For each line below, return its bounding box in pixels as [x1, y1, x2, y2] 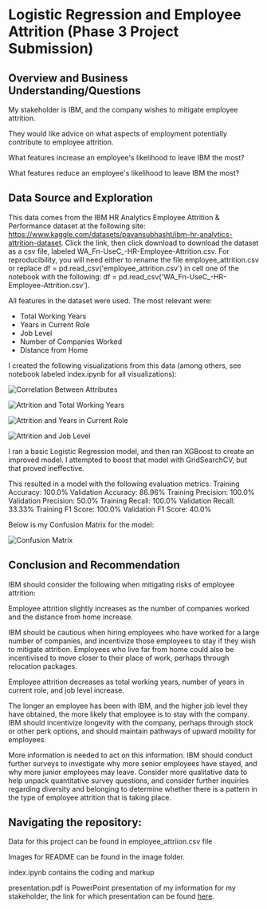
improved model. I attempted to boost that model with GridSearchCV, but [8, 455, 247, 464]
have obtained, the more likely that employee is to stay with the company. [8, 709, 249, 719]
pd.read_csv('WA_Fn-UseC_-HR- [118, 271, 227, 281]
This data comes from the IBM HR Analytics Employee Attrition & [8, 212, 220, 222]
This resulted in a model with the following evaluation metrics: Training [8, 479, 241, 488]
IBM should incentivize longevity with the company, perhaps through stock [8, 717, 253, 727]
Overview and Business [8, 71, 129, 85]
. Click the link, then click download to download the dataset [61, 238, 259, 247]
